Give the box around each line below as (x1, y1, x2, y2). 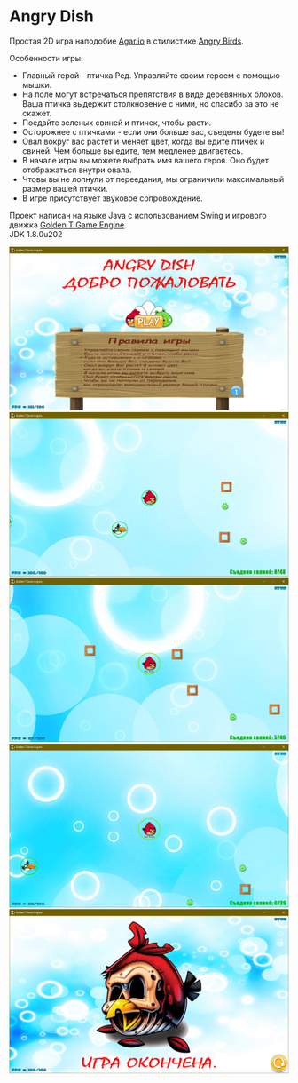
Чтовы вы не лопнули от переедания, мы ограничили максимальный (21, 173, 285, 184)
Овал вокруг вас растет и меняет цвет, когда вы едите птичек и (21, 136, 265, 147)
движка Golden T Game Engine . (9, 219, 127, 230)
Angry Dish (9, 6, 95, 27)
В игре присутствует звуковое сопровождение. (21, 193, 204, 203)
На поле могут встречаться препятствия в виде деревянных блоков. (21, 89, 284, 100)
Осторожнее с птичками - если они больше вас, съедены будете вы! (21, 126, 285, 137)
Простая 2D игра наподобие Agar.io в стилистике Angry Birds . (9, 36, 244, 46)
